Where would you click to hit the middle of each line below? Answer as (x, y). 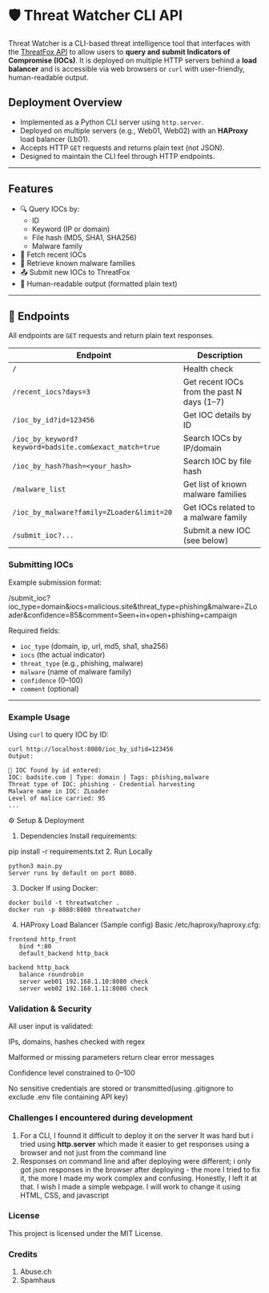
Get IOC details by (217, 415)
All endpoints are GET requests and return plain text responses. (111, 336)
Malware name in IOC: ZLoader (59, 791)
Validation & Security (50, 1009)
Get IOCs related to (219, 508)
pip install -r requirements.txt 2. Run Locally (80, 851)
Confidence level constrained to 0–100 (72, 1073)
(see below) (205, 540)
